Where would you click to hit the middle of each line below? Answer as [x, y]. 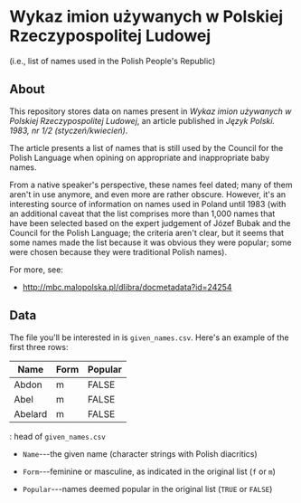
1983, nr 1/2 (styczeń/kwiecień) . [69, 130]
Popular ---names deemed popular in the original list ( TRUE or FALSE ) [147, 489]
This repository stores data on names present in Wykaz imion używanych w [150, 111]
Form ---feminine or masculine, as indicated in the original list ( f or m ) [149, 471]
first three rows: [39, 346]
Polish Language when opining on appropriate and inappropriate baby [140, 157]
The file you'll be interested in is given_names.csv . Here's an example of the [149, 337]
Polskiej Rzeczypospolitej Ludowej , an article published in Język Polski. [142, 120]
